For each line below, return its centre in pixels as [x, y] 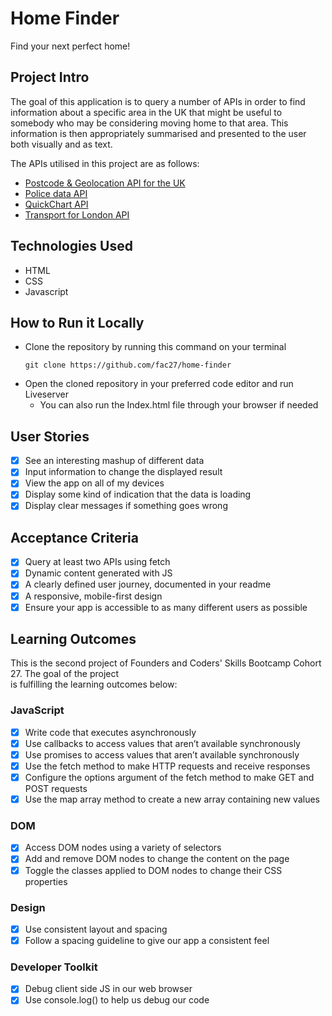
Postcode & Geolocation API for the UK [105, 183]
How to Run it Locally [77, 322]
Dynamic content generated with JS [98, 573]
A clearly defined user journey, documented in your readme [148, 584]
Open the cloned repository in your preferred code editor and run [159, 384]
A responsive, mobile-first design [93, 596]
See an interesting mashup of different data [114, 461]
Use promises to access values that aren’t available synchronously [162, 754]
